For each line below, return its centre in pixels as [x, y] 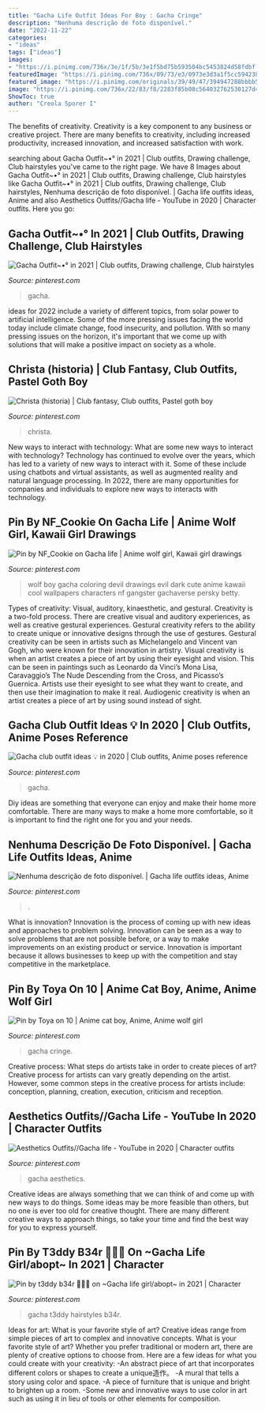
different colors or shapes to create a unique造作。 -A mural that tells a [123, 1372]
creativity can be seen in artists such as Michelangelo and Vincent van [123, 641]
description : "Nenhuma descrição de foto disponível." [100, 23]
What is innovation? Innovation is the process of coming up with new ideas [129, 922]
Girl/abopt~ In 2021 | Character [86, 1265]
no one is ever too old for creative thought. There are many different [119, 1210]
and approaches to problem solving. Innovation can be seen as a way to [125, 931]
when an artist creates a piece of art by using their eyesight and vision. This [131, 658]
